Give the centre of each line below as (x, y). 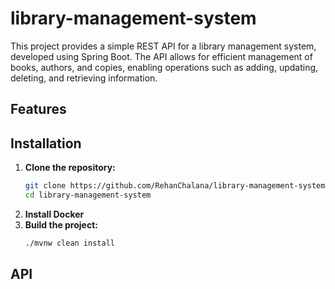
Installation (46, 143)
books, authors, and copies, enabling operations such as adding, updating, (164, 67)
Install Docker (54, 214)
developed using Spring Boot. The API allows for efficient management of (161, 56)
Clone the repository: (70, 168)
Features (38, 109)
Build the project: (61, 224)
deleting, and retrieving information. (84, 78)
